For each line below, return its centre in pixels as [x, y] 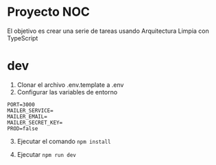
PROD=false [23, 128]
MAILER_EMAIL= [27, 116]
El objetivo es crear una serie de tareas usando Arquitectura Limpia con [108, 31]
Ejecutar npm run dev [47, 154]
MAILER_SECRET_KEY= [35, 123]
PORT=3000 [21, 104]
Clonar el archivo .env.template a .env [70, 85]
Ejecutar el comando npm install [64, 141]
